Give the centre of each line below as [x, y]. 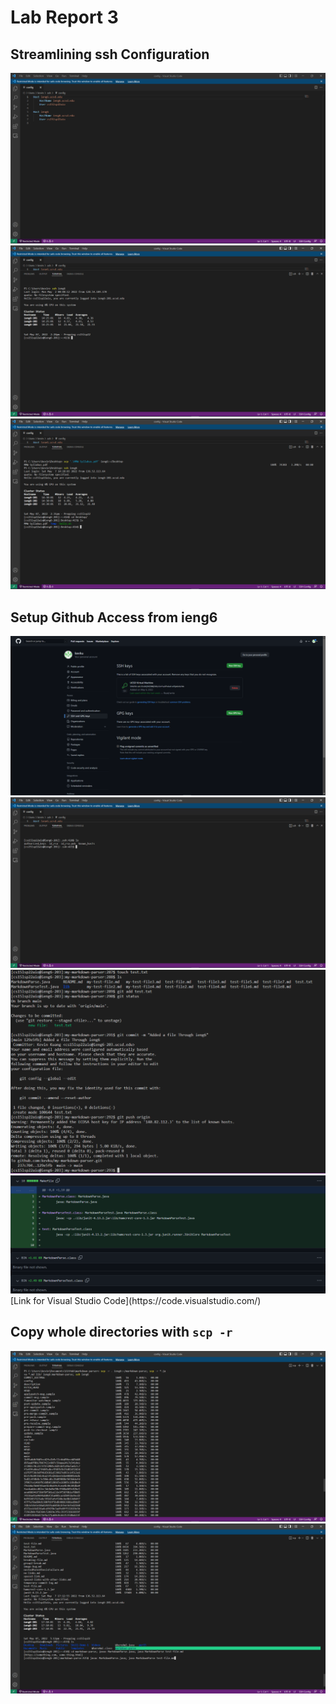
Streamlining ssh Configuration [110, 54]
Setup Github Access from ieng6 [114, 617]
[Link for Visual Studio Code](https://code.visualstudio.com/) [136, 1300]
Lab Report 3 [64, 17]
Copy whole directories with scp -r [121, 1332]
